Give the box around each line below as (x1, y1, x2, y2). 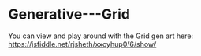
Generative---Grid (8, 5, 130, 23)
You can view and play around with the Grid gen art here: (8, 31, 194, 40)
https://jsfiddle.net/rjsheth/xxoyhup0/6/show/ (8, 39, 157, 48)
